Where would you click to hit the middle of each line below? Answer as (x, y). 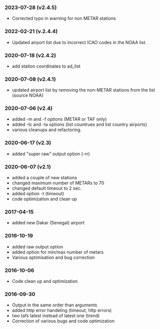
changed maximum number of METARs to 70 (58, 183)
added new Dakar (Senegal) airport (48, 223)
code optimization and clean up (44, 199)
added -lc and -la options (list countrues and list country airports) (79, 125)
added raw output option (37, 246)
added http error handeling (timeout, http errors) (62, 310)
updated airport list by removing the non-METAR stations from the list (83, 90)
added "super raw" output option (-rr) (51, 154)
